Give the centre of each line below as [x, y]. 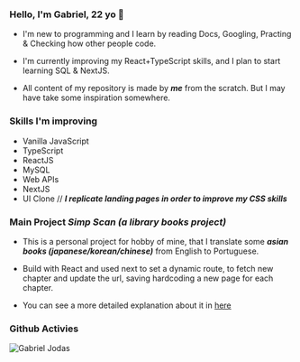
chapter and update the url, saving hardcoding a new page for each [148, 278]
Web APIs [41, 179]
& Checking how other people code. [89, 43]
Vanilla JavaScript [56, 141]
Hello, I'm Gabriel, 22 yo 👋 [67, 14]
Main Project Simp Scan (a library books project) [118, 222]
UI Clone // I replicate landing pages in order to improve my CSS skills [155, 199]
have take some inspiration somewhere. [96, 97]
